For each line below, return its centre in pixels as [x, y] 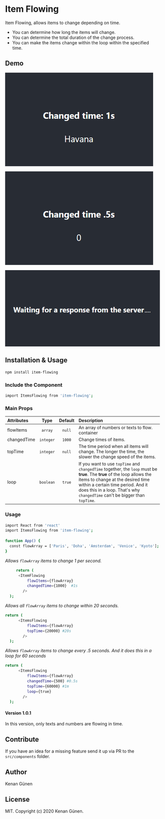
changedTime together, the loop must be [118, 469]
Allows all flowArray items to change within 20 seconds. [62, 606]
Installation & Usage [36, 360]
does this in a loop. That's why [109, 490]
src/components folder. [27, 756]
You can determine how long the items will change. [64, 32]
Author [16, 772]
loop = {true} [39, 692]
